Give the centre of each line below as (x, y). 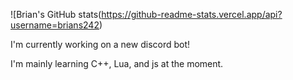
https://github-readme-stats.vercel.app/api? (192, 14)
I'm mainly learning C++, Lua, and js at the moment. (117, 63)
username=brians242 (55, 25)
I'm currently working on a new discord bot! (100, 44)
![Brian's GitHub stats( (56, 14)
